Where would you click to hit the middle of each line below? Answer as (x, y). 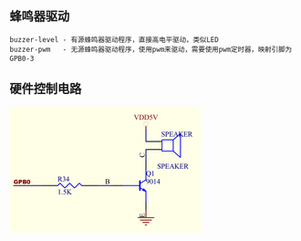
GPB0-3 (22, 58)
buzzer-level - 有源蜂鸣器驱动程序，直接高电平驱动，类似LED (114, 39)
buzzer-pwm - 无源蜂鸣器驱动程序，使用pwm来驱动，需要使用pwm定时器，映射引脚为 (151, 49)
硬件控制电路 (46, 89)
